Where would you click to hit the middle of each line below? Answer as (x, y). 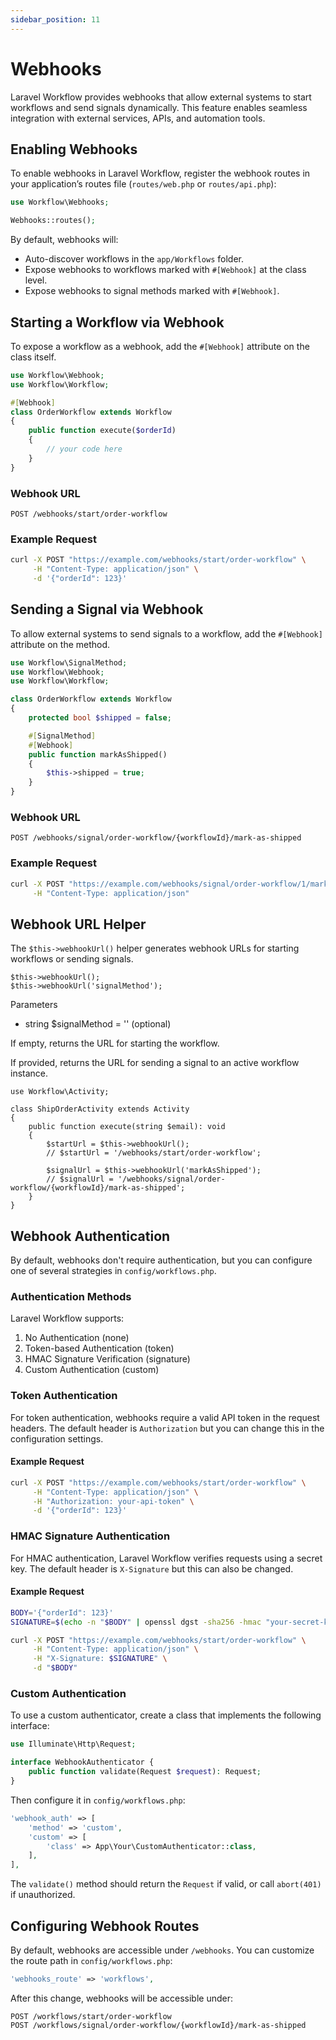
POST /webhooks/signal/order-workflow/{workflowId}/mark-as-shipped (156, 838)
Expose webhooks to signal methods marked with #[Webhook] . (152, 291)
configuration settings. (57, 1438)
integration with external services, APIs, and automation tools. (138, 118)
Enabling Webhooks (74, 149)
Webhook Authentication (90, 1236)
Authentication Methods (71, 1296)
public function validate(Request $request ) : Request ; (145, 1772)
